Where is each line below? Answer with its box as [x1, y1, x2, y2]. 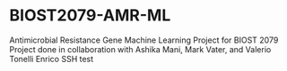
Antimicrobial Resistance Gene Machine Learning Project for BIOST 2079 [9, 35, 279, 45]
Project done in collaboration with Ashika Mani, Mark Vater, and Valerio [9, 43, 272, 54]
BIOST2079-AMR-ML [9, 5, 171, 26]
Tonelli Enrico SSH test [9, 53, 94, 64]
